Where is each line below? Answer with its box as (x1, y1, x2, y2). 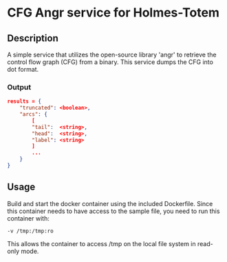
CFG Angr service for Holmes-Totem (7, 5, 220, 21)
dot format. (7, 65, 39, 73)
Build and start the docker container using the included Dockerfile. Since (7, 199, 213, 208)
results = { (7, 98, 41, 105)
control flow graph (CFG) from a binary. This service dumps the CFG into (7, 58, 213, 66)
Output (7, 82, 32, 92)
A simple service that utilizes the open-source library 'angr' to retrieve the (7, 50, 217, 59)
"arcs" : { (19, 111, 48, 118)
